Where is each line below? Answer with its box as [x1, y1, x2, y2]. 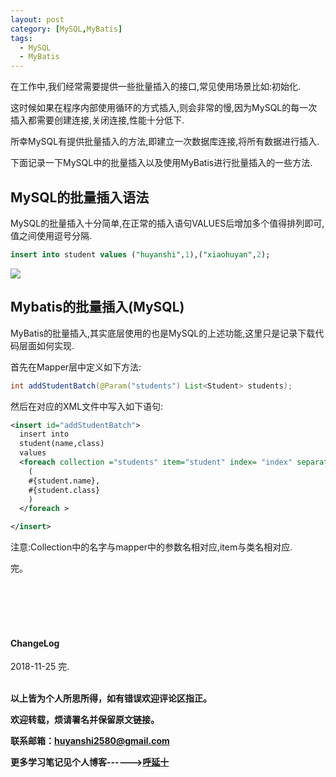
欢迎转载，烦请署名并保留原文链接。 [10, 714, 160, 726]
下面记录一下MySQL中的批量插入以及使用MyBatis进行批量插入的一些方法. [10, 157, 313, 169]
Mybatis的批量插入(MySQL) [10, 299, 185, 316]
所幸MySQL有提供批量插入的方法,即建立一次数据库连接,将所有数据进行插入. [10, 136, 320, 148]
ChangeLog [10, 637, 60, 649]
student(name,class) [19, 439, 105, 449]
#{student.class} [28, 485, 101, 495]
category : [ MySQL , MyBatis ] [10, 24, 123, 34]
